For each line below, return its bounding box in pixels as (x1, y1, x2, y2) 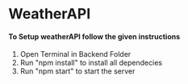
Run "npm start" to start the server (19, 66, 136, 76)
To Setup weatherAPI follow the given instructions (8, 31, 181, 41)
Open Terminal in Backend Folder (19, 50, 132, 59)
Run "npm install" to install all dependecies (19, 58, 163, 68)
